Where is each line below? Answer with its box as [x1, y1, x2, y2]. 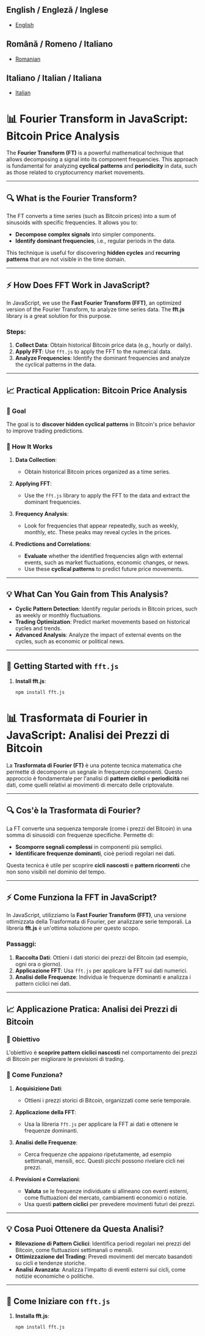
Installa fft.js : [15, 1312, 50, 1319]
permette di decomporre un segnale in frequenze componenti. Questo [6, 768, 183, 776]
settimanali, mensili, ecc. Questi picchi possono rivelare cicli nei [24, 1157, 185, 1164]
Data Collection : [15, 456, 57, 464]
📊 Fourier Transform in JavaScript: [6, 111, 188, 126]
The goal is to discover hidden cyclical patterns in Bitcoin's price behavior [6, 420, 195, 428]
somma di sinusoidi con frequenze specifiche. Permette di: [6, 831, 154, 839]
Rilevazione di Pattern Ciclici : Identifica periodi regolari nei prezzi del [15, 1240, 191, 1247]
